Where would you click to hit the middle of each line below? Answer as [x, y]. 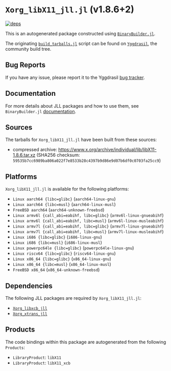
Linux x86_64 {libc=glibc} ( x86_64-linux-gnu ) [62, 259]
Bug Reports [26, 65]
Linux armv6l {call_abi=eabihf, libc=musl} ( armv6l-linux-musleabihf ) [88, 221]
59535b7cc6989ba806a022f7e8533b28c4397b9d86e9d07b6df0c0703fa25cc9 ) [87, 160]
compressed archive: [35, 150]
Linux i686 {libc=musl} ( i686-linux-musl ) [57, 242]
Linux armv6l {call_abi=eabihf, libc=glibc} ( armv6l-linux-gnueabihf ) [88, 215]
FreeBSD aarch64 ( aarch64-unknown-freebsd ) [58, 210]
